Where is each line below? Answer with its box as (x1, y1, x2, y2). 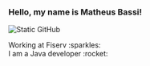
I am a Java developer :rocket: (8, 49, 108, 59)
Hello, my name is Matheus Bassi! (8, 6, 143, 18)
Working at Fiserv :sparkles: (8, 40, 101, 50)
